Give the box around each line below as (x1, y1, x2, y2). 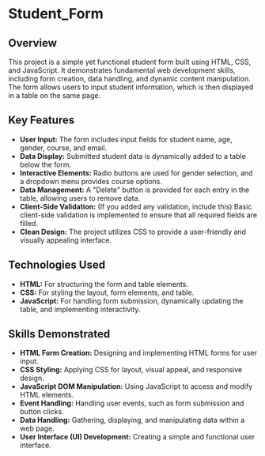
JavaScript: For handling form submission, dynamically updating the (19, 296, 244, 305)
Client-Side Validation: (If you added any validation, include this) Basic (19, 202, 252, 211)
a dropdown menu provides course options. (19, 176, 162, 186)
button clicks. (19, 407, 65, 416)
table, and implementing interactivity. (19, 304, 141, 314)
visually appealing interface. (19, 235, 112, 245)
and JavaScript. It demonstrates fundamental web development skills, (8, 66, 236, 75)
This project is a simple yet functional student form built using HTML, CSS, (8, 57, 252, 66)
